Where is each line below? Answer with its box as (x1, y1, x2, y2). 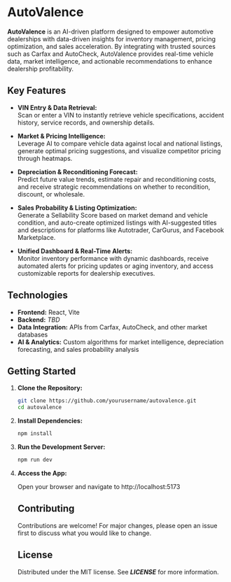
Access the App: (17, 469, 68, 477)
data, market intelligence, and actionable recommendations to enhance (7, 57, 212, 65)
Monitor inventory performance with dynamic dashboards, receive (17, 254, 209, 262)
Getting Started (7, 365, 76, 377)
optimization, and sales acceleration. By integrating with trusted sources (7, 42, 216, 50)
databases (17, 330, 48, 339)
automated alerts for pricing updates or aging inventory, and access (17, 262, 213, 270)
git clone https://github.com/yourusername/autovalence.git (17, 397, 197, 404)
